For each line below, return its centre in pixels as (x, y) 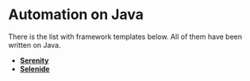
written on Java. (35, 44)
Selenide (35, 68)
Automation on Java (76, 15)
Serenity (34, 60)
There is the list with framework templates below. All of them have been (125, 37)
